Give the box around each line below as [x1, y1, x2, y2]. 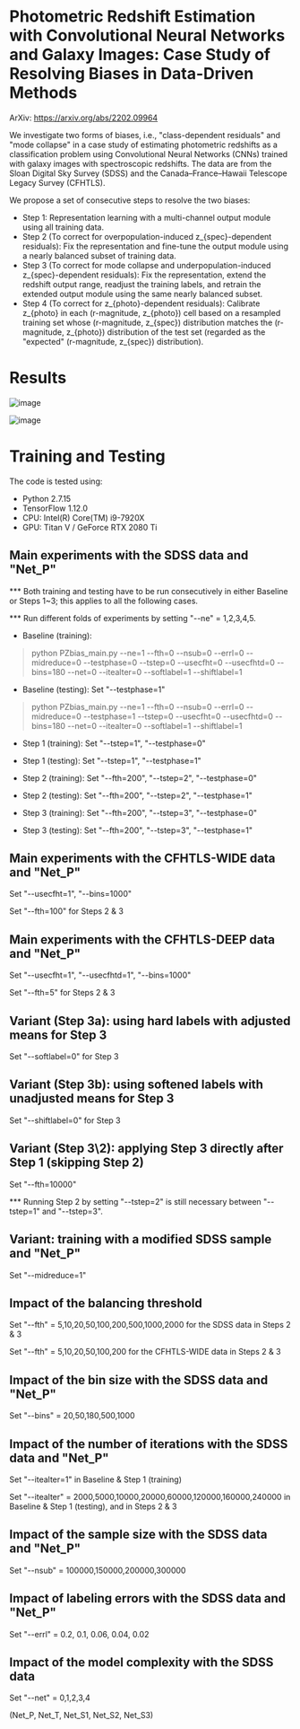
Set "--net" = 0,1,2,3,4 [9, 1692, 91, 1703]
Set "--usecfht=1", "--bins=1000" [9, 889, 133, 900]
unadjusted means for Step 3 [9, 1091, 175, 1106]
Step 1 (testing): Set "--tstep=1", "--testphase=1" [21, 755, 201, 766]
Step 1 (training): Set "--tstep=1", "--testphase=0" [21, 738, 206, 749]
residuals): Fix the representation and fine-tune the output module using [21, 241, 289, 251]
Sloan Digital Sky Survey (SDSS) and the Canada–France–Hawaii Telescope [9, 168, 288, 179]
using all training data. [21, 222, 105, 233]
